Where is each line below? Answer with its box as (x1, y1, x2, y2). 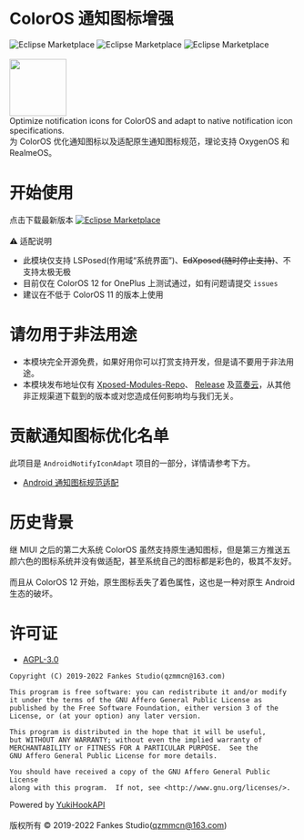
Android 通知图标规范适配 (22, 476, 119, 487)
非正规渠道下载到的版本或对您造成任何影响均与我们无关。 (22, 390, 238, 401)
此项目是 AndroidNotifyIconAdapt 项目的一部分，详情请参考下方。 (9, 457, 256, 468)
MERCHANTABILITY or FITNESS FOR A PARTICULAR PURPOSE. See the (9, 743, 258, 753)
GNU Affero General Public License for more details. (9, 751, 218, 761)
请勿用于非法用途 (9, 324, 138, 345)
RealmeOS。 (9, 147, 57, 158)
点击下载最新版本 (9, 214, 74, 225)
